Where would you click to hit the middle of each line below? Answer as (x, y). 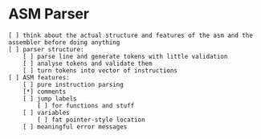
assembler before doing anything (64, 42)
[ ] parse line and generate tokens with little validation (125, 56)
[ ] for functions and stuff (86, 105)
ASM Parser (49, 14)
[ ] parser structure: (46, 49)
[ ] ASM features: (39, 77)
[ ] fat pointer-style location (92, 120)
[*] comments (45, 92)
